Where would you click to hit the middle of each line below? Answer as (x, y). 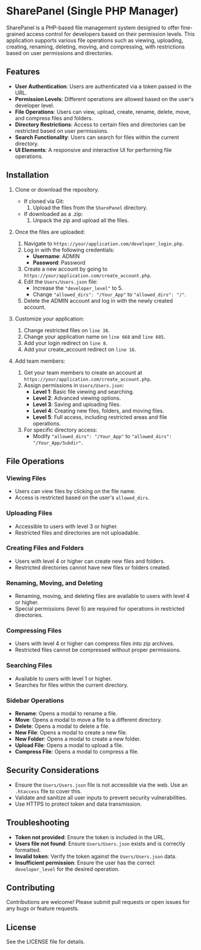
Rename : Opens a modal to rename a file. (66, 714)
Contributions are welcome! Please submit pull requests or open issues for (98, 902)
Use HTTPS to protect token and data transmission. (78, 804)
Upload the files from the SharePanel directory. (90, 207)
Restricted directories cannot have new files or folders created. (92, 567)
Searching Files (29, 666)
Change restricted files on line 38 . (67, 330)
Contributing (31, 888)
